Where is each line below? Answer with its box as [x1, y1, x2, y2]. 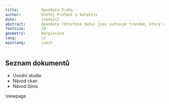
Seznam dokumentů [5, 59, 70, 68]
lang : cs [5, 36, 46, 41]
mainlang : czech [5, 40, 53, 45]
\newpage [5, 93, 27, 99]
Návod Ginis [12, 83, 38, 89]
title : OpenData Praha [5, 7, 73, 13]
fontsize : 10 [5, 26, 46, 31]
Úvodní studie [12, 72, 42, 78]
